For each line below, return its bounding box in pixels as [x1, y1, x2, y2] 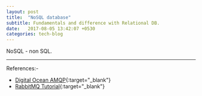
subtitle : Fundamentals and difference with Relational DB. [6, 20, 161, 26]
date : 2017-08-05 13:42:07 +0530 [6, 25, 96, 32]
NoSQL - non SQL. [6, 47, 52, 55]
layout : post [6, 8, 39, 15]
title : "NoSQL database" [6, 14, 71, 20]
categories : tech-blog [6, 31, 63, 37]
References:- [6, 65, 39, 72]
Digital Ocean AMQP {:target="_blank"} [14, 76, 111, 84]
